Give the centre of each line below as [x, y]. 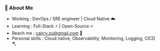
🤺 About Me [19, 8]
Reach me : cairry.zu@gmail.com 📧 [47, 33]
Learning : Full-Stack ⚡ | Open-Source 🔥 [53, 26]
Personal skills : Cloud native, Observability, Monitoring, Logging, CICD [83, 38]
